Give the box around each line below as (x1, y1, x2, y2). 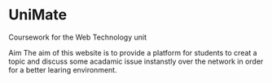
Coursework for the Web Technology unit (8, 32, 147, 42)
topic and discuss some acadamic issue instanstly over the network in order (8, 56, 264, 66)
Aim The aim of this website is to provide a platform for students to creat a (8, 48, 258, 57)
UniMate (8, 6, 68, 24)
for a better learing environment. (8, 64, 117, 74)
